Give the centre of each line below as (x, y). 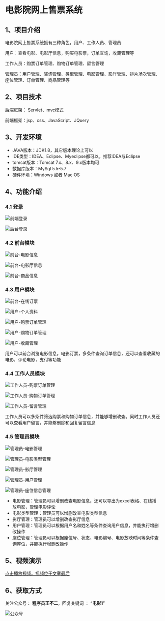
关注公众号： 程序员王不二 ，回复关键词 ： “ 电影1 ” (55, 603)
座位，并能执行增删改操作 (42, 544)
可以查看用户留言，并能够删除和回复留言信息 (50, 423)
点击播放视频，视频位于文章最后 (37, 573)
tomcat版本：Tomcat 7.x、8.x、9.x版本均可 (56, 162)
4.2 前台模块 (20, 243)
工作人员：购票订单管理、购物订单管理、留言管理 (55, 63)
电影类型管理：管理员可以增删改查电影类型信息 (59, 513)
